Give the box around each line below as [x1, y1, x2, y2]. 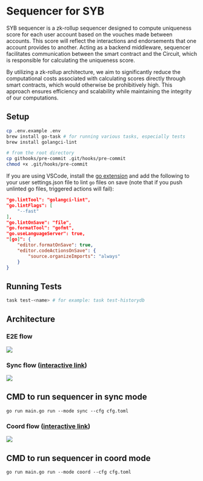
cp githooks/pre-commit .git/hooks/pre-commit [6, 156, 126, 162]
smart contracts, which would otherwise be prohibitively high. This [6, 81, 173, 89]
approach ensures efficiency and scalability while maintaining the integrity [6, 87, 192, 95]
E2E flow [6, 332, 33, 341]
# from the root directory [6, 150, 75, 156]
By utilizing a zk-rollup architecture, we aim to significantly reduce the [6, 68, 181, 75]
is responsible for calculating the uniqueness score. [6, 56, 135, 64]
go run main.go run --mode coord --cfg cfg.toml [6, 469, 131, 475]
